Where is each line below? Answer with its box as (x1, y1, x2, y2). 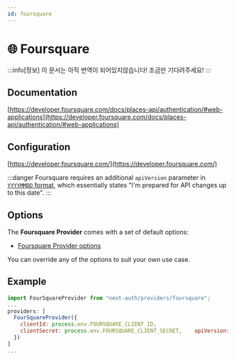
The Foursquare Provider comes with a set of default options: (7, 228, 189, 236)
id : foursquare (7, 10, 52, 18)
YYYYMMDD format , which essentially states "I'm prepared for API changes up (7, 181, 227, 190)
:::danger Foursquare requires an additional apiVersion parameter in (7, 173, 206, 182)
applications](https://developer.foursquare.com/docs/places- (7, 113, 186, 121)
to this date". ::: (7, 188, 52, 197)
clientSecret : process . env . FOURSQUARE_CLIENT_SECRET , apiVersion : (20, 327, 230, 335)
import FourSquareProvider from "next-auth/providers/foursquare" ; (7, 295, 211, 302)
